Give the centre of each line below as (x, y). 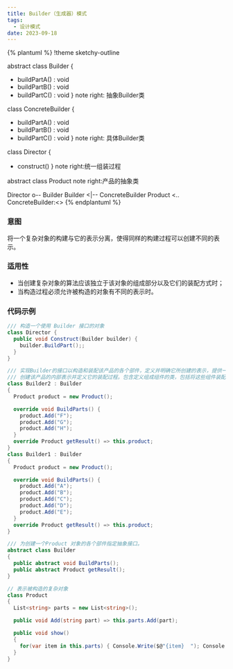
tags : (15, 20)
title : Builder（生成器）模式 (47, 14)
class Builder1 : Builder (44, 454)
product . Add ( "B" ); (46, 493)
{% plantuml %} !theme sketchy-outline (63, 53)
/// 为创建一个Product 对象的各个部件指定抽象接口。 (75, 544)
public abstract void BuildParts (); (66, 564)
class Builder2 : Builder (44, 384)
